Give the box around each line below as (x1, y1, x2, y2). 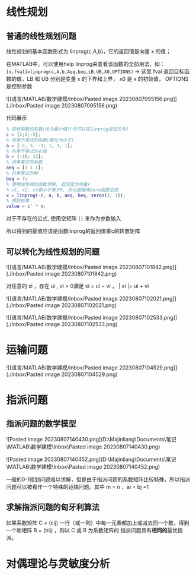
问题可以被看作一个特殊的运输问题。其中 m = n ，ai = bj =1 (6, 483, 149, 490)
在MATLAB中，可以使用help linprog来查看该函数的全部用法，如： (6, 61, 165, 67)
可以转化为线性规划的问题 (6, 247, 99, 257)
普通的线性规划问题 (6, 31, 76, 41)
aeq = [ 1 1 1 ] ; (6, 165, 44, 171)
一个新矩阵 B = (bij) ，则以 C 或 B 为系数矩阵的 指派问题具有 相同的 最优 (6, 526, 178, 533)
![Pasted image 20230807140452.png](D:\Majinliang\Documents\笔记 (6, 456, 176, 463)
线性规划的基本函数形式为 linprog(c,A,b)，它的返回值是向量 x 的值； (6, 48, 172, 55)
